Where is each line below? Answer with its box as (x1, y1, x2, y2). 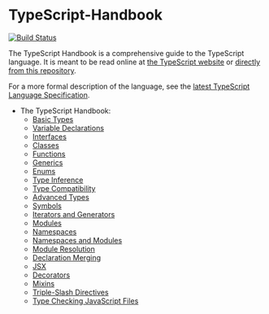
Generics (32, 157, 63, 168)
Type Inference (32, 175, 84, 185)
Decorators (32, 270, 71, 280)
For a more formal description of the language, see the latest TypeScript (8, 81, 250, 91)
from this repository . (8, 65, 76, 75)
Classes (32, 140, 59, 150)
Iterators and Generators (32, 209, 115, 219)
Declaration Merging (32, 252, 102, 262)
